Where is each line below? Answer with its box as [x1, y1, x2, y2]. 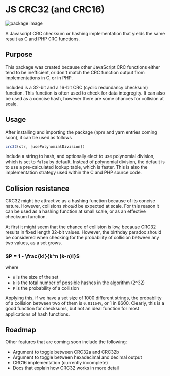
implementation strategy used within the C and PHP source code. [5, 169, 142, 176]
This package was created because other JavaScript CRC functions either [5, 64, 161, 70]
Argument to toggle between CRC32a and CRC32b [12, 349, 119, 355]
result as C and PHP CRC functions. [5, 36, 80, 42]
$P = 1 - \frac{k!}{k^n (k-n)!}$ [5, 253, 80, 260]
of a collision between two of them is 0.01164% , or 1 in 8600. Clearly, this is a [5, 300, 165, 306]
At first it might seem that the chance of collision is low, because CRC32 [5, 224, 156, 230]
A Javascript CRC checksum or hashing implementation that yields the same [5, 30, 165, 36]
